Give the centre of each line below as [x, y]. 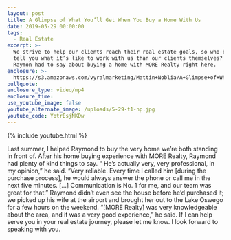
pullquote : [23, 84]
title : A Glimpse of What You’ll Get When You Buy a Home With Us [104, 20]
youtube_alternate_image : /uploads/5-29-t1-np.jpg [81, 109]
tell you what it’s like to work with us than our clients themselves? [118, 58]
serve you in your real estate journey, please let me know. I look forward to [113, 221]
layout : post [26, 13]
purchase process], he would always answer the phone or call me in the [109, 178]
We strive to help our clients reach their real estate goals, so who [117, 52]
